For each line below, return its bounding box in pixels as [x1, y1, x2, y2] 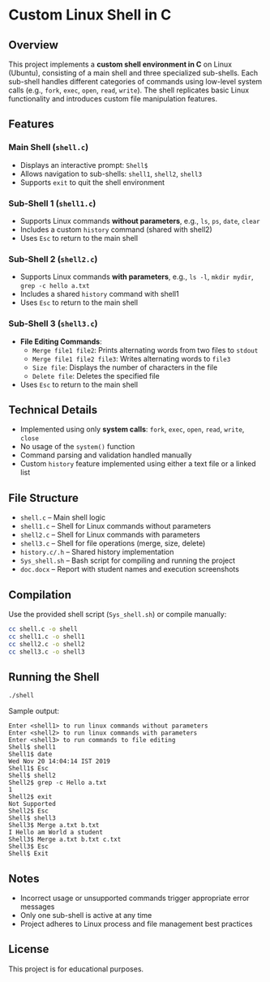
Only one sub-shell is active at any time [19, 911, 152, 920]
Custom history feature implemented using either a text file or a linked [19, 459, 257, 469]
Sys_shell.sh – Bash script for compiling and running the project [19, 555, 236, 565]
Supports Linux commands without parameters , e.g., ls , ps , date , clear [19, 216, 261, 225]
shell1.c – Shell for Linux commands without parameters [19, 521, 212, 531]
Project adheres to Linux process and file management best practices [19, 919, 253, 929]
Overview [8, 38, 59, 52]
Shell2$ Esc [8, 807, 49, 816]
